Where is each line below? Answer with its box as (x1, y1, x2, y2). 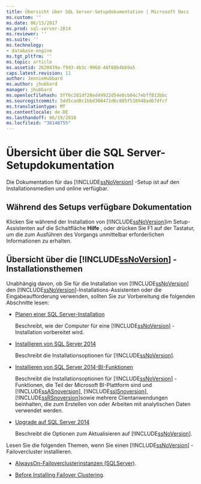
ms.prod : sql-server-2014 (6, 25, 71, 32)
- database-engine (6, 48, 52, 54)
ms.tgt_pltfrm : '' (6, 53, 52, 59)
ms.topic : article (6, 59, 52, 65)
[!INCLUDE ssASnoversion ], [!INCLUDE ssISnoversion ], (14, 388, 148, 395)
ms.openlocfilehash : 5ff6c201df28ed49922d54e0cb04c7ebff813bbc (6, 92, 168, 98)
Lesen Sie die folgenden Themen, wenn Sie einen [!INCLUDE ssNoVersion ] (6, 441, 190, 449)
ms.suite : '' (6, 37, 39, 43)
